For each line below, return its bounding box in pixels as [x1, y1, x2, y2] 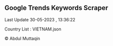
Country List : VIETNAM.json [4, 26, 61, 32]
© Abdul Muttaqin [4, 35, 41, 41]
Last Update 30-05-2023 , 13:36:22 [4, 16, 75, 22]
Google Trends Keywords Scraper [4, 4, 108, 12]
